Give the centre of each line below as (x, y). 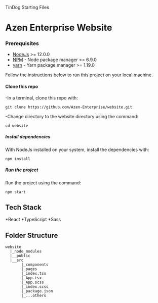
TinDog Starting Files (27, 7)
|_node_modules (26, 251)
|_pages (29, 269)
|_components (35, 265)
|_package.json (37, 291)
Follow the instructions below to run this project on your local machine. (79, 75)
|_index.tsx (34, 274)
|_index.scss (35, 287)
